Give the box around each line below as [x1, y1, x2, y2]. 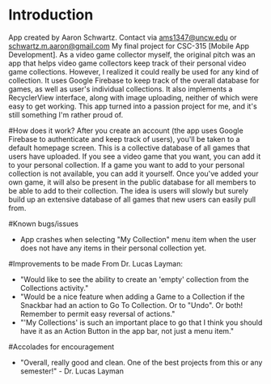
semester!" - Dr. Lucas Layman [19, 366, 124, 376]
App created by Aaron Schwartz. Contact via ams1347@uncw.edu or [8, 32, 237, 42]
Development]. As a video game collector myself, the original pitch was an [8, 49, 256, 59]
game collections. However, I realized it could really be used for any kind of [8, 66, 259, 76]
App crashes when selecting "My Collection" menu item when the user [19, 234, 256, 244]
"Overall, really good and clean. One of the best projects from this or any [19, 357, 263, 367]
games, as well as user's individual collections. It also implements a [8, 83, 233, 94]
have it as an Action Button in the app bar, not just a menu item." [19, 326, 235, 335]
